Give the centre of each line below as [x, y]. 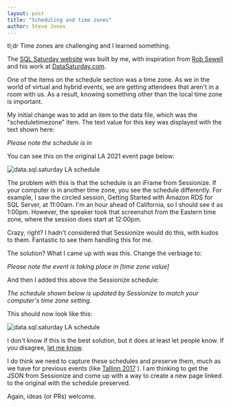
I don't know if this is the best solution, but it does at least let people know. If [115, 340]
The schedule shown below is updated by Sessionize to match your [103, 294]
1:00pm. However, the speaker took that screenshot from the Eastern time [112, 212]
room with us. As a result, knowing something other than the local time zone [115, 94]
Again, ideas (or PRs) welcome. [52, 397]
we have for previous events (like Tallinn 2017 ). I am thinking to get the [108, 368]
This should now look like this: [50, 314]
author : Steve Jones [37, 26]
